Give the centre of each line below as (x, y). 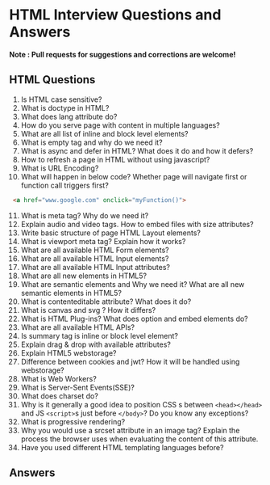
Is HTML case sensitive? (61, 99)
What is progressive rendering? (73, 421)
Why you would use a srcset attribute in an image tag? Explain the (130, 430)
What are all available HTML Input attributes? (96, 267)
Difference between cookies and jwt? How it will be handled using (130, 361)
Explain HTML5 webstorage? (69, 352)
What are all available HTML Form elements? (95, 250)
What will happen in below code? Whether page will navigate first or (134, 176)
